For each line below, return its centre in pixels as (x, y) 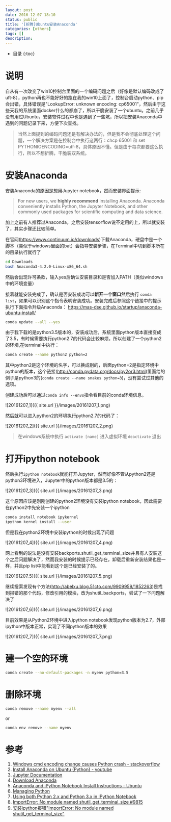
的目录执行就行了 (23, 252)
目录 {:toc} (24, 54)
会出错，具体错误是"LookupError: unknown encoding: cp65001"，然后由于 (83, 104)
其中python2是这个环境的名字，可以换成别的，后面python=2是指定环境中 (82, 365)
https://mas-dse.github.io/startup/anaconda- (115, 307)
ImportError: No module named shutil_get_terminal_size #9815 (78, 802)
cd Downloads (19, 262)
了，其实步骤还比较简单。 (32, 228)
